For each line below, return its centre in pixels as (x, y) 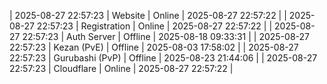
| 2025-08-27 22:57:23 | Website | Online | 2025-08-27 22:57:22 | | (148, 15)
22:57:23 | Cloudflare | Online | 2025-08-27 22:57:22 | (121, 68)
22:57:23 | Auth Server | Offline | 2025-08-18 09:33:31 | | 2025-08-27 (166, 36)
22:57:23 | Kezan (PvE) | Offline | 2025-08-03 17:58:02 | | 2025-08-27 (154, 47)
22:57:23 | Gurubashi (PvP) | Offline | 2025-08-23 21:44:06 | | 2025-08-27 (163, 58)
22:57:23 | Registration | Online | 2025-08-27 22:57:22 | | (154, 26)
